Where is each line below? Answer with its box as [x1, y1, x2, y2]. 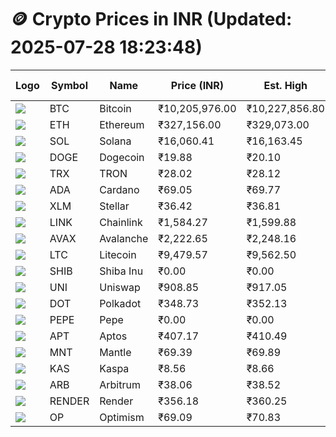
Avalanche [99, 231, 149, 245]
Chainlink [99, 215, 143, 229]
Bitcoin [99, 101, 132, 115]
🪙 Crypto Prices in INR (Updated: [10, 8, 293, 31]
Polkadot [99, 296, 142, 310]
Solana [99, 134, 132, 148]
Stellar [99, 199, 130, 213]
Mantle [99, 345, 132, 359]
